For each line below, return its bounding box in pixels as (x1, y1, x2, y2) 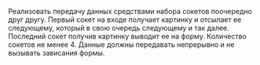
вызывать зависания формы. (8, 49, 105, 57)
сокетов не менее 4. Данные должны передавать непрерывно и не (8, 40, 235, 49)
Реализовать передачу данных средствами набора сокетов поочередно (8, 7, 253, 16)
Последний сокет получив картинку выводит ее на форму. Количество (8, 31, 247, 41)
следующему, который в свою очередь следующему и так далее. (8, 23, 229, 32)
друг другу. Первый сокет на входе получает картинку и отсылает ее (8, 15, 242, 24)
